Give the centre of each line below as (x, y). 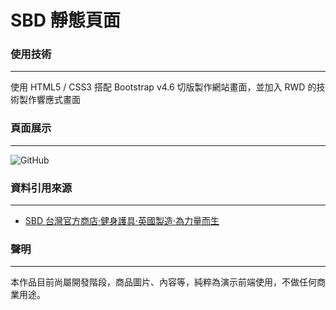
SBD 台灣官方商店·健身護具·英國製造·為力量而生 (122, 221)
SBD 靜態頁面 (65, 20)
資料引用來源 (41, 188)
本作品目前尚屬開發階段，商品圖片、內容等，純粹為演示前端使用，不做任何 (163, 282)
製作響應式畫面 (49, 100)
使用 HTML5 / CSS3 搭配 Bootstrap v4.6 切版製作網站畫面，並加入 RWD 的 (163, 87)
